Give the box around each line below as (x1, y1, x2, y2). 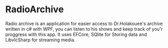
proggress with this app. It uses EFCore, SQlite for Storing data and (5, 31, 147, 37)
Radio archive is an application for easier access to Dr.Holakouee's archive (5, 20, 163, 27)
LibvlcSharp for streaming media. (5, 37, 76, 43)
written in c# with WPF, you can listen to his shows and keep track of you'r (5, 26, 163, 32)
